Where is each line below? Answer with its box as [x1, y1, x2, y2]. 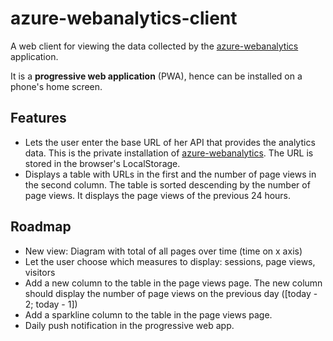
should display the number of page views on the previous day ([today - [24, 287, 318, 299]
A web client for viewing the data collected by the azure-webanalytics [10, 40, 299, 52]
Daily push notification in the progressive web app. [24, 319, 235, 331]
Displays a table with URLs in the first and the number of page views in [24, 168, 317, 180]
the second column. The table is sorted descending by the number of [24, 178, 311, 191]
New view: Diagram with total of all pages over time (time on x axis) [24, 245, 303, 257]
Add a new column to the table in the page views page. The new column [24, 277, 323, 289]
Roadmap [10, 218, 72, 236]
